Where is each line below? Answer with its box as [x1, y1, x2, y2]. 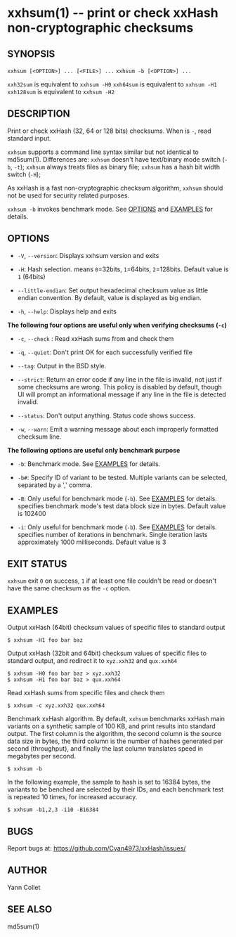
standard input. [7, 134, 51, 142]
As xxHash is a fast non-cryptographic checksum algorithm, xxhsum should [7, 183, 223, 192]
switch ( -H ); [7, 170, 41, 179]
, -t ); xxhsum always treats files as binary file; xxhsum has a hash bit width [10, 162, 220, 171]
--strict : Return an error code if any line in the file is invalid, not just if [17, 375, 223, 384]
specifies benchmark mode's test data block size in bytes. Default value [17, 501, 226, 510]
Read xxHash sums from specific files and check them [7, 689, 165, 697]
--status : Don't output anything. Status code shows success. [17, 411, 196, 420]
